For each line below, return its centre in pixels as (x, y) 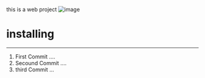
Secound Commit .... (41, 63)
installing (31, 34)
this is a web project (32, 9)
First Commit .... (35, 56)
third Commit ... (34, 69)
